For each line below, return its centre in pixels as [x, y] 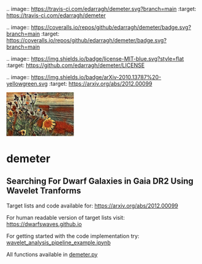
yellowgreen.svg [27, 83]
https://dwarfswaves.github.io [44, 224]
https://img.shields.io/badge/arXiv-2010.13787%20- [96, 77]
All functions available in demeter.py [52, 254]
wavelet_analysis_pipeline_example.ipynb [59, 243]
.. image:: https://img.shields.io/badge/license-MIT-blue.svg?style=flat [95, 59]
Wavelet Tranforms [44, 191]
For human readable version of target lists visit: [66, 217]
